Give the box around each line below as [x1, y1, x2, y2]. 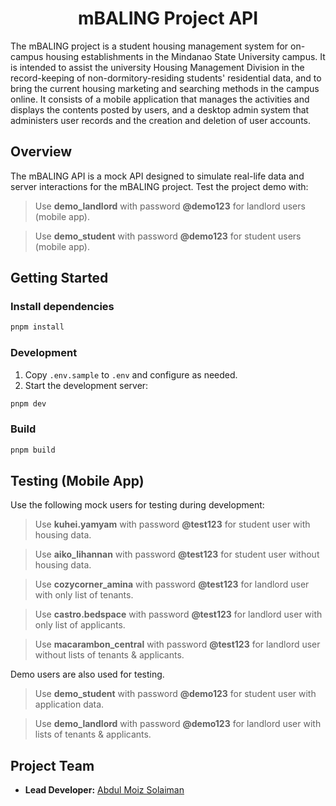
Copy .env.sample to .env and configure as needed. [24, 368, 238, 381]
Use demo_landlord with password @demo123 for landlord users [34, 200, 306, 212]
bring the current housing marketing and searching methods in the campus [10, 82, 320, 94]
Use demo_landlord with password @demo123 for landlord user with [34, 718, 322, 730]
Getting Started [10, 270, 109, 287]
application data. [34, 698, 105, 711]
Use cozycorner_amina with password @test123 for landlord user [34, 578, 310, 591]
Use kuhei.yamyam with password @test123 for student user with [34, 518, 311, 531]
